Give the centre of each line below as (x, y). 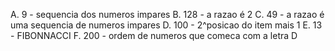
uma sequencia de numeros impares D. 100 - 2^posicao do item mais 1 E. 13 (166, 25)
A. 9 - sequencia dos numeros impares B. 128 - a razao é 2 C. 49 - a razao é (167, 14)
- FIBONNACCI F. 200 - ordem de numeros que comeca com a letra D (154, 35)
